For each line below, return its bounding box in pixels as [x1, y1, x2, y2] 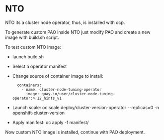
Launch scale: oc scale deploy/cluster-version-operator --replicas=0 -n [12, 104, 159, 110]
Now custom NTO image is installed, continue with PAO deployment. [5, 129, 145, 135]
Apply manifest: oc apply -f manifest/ [12, 119, 89, 125]
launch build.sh [12, 53, 44, 60]
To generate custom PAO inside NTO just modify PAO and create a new [5, 29, 151, 35]
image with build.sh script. [5, 34, 60, 40]
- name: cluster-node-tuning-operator [21, 87, 102, 92]
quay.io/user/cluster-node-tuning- [41, 91, 115, 96]
